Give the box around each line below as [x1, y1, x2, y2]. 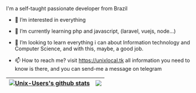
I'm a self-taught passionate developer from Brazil [6, 5, 128, 12]
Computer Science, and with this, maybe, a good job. [14, 45, 144, 52]
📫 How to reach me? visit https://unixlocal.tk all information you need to [14, 57, 190, 64]
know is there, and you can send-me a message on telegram [14, 66, 162, 72]
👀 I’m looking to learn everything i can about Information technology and [14, 39, 190, 46]
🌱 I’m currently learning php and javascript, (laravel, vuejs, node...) [14, 27, 176, 35]
